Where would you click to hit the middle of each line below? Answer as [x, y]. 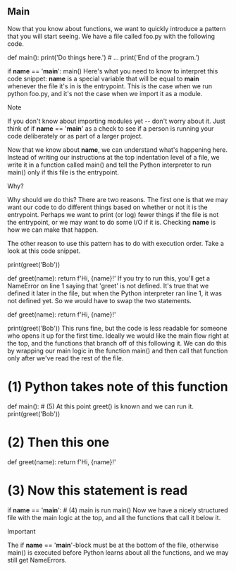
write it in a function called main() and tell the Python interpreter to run [110, 165]
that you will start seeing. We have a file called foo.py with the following [111, 36]
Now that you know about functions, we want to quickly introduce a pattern [117, 28]
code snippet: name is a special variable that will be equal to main [103, 78]
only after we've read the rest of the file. [66, 358]
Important [21, 531]
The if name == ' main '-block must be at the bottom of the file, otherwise [113, 545]
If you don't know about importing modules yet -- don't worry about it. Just [116, 121]
